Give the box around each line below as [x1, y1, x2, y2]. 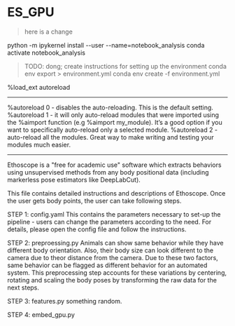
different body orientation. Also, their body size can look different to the [7, 246, 214, 254]
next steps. [7, 283, 40, 292]
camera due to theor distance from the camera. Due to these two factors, [7, 253, 218, 262]
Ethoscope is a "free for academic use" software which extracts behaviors [7, 161, 222, 169]
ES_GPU [7, 4, 55, 20]
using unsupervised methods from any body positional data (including [7, 168, 209, 176]
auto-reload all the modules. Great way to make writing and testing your [7, 133, 215, 141]
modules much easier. [7, 140, 71, 149]
